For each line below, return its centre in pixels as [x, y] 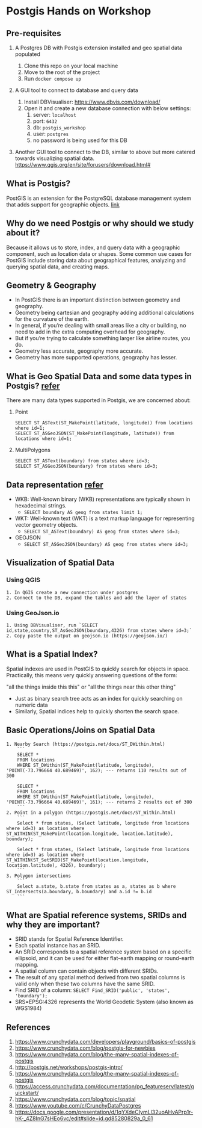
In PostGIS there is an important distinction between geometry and [97, 300]
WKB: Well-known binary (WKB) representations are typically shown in [103, 499]
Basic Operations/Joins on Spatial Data [81, 730]
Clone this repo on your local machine [71, 66]
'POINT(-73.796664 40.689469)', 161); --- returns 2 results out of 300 [99, 802]
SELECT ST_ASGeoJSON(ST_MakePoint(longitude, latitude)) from [94, 434]
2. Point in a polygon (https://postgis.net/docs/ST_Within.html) [91, 813]
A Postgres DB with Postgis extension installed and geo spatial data [98, 48]
